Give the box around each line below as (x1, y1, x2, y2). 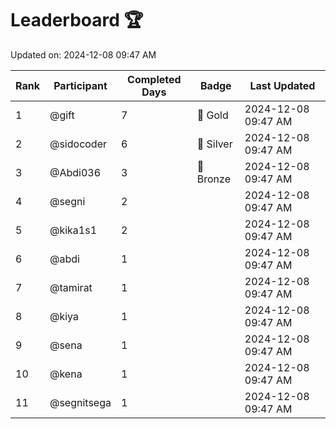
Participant (53, 78, 108, 92)
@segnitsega (49, 395, 112, 409)
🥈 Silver (196, 137, 233, 151)
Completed (127, 72, 182, 86)
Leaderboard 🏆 (10, 9, 144, 32)
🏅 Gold (196, 108, 229, 122)
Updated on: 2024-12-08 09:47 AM (10, 48, 157, 61)
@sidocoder (49, 137, 108, 151)
